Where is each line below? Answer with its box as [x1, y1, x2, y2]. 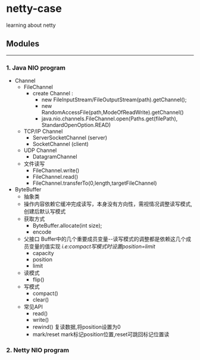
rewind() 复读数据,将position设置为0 [32, 324, 121, 331]
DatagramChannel [32, 153, 77, 160]
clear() [32, 296, 49, 303]
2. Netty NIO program [6, 346, 70, 354]
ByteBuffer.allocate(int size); [32, 222, 102, 229]
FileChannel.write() [32, 167, 80, 174]
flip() [32, 276, 45, 283]
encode [32, 228, 52, 235]
